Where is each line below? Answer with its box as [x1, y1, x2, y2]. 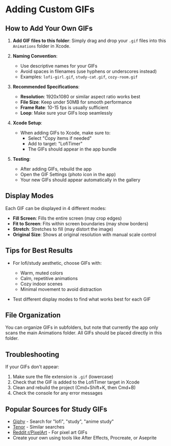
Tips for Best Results [5, 246, 73, 255]
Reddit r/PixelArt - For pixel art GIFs [12, 429, 88, 436]
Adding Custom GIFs [5, 4, 95, 15]
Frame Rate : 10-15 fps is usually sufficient [20, 104, 109, 111]
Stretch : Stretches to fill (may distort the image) [12, 226, 113, 232]
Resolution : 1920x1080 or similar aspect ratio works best [20, 94, 140, 99]
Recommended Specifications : [12, 83, 80, 90]
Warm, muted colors [20, 270, 63, 276]
